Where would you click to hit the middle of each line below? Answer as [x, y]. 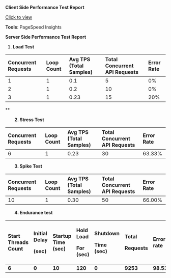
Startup [62, 236]
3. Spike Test [28, 166]
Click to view [19, 17]
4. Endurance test [34, 213]
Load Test [23, 47]
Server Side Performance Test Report [46, 37]
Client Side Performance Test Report [45, 7]
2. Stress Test [29, 120]
